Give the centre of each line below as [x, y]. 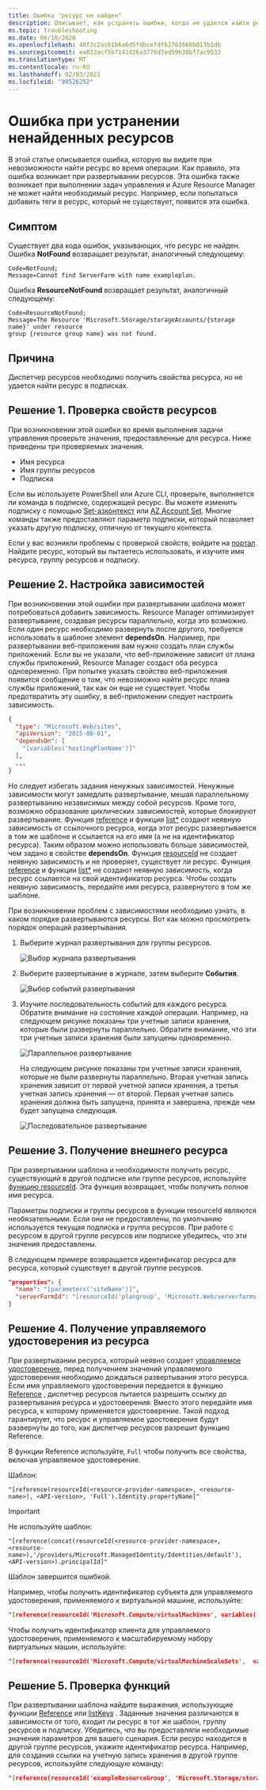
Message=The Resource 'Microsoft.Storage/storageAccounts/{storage [122, 320]
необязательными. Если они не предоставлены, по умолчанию [116, 1218]
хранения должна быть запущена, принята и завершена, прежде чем [137, 1102]
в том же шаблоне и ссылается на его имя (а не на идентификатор [122, 836]
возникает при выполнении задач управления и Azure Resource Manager [132, 185]
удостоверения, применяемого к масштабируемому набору [110, 1638]
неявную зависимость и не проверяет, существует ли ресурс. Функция [129, 861]
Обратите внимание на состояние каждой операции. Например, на [134, 1012]
